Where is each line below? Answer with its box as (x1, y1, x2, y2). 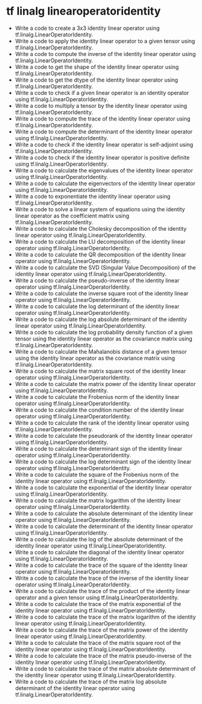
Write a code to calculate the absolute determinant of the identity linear (15, 510, 194, 517)
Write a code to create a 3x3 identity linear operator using (15, 24, 160, 32)
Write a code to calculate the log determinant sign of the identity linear (15, 458, 192, 465)
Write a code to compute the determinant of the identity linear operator (15, 128, 193, 135)
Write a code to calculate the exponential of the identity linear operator (15, 484, 192, 491)
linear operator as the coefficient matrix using (15, 212, 129, 219)
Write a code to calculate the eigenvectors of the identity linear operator (15, 180, 196, 187)
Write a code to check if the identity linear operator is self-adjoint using (15, 141, 194, 148)
